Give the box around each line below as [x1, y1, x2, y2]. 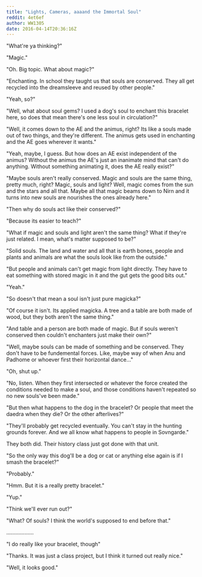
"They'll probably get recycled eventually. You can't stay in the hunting [6, 422, 182, 429]
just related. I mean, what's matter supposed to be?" [6, 235, 137, 243]
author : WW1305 [6, 20, 45, 26]
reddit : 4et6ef [6, 15, 45, 21]
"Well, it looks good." [6, 564, 58, 572]
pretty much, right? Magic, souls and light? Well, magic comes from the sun [6, 181, 194, 188]
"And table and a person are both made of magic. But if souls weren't [6, 325, 178, 333]
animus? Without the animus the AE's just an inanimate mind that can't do [6, 157, 189, 164]
